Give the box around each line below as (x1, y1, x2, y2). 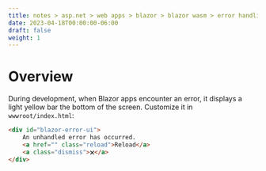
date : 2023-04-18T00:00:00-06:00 (8, 19, 119, 27)
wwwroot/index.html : (8, 111, 74, 120)
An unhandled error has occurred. (22, 134, 136, 142)
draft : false (8, 26, 51, 34)
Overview (8, 68, 74, 85)
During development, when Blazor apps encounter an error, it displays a (8, 94, 243, 104)
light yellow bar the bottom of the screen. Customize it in (8, 102, 193, 112)
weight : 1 (8, 33, 41, 42)
